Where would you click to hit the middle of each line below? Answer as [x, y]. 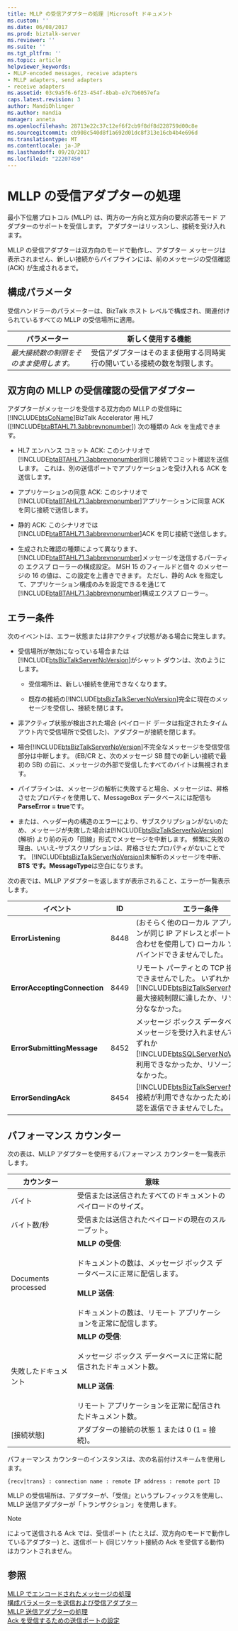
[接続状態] [28, 1435]
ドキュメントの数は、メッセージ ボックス [145, 1263]
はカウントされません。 [41, 1551]
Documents [30, 1279]
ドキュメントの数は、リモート [127, 1313]
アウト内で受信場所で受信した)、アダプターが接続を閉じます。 [108, 732]
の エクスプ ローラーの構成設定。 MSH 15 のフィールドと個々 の [110, 567]
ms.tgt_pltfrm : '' [34, 54]
